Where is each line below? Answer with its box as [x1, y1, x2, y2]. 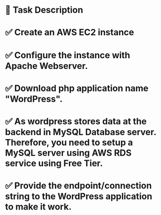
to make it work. [5, 201, 72, 213]
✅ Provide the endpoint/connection [5, 180, 152, 191]
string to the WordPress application [5, 191, 153, 202]
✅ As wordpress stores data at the [5, 116, 147, 127]
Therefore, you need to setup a [5, 137, 133, 148]
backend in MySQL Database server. [5, 126, 157, 138]
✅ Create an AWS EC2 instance [5, 27, 135, 38]
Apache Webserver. [5, 60, 88, 72]
